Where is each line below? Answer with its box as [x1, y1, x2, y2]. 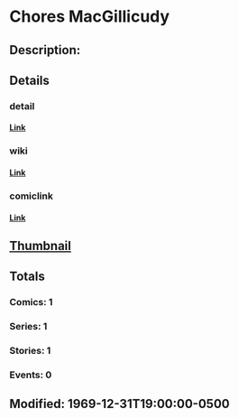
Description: [9, 42, 81, 58]
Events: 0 [9, 368, 52, 381]
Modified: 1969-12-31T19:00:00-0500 [9, 396, 230, 412]
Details [9, 72, 50, 88]
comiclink [9, 190, 54, 202]
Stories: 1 [9, 345, 51, 358]
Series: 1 [9, 320, 48, 333]
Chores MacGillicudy [9, 6, 170, 27]
